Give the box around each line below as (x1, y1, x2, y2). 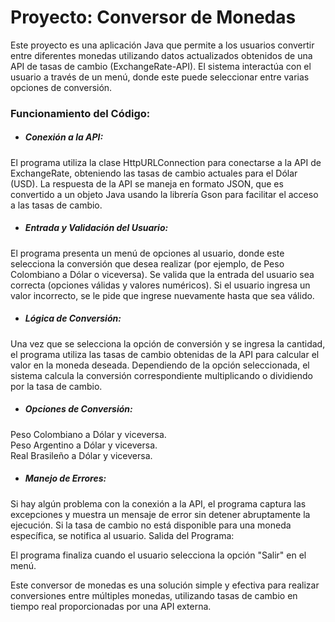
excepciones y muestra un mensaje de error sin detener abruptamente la (10, 508, 311, 520)
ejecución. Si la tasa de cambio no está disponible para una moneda (10, 519, 292, 531)
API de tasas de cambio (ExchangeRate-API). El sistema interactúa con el (10, 60, 312, 72)
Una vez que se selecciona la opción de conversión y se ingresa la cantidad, (10, 337, 326, 350)
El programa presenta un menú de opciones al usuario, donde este (10, 247, 285, 259)
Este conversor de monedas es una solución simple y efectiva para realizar (10, 579, 320, 591)
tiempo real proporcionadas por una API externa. (10, 600, 212, 612)
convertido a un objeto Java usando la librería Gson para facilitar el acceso (10, 188, 319, 200)
